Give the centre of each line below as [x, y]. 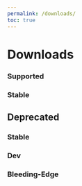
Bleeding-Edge [33, 174]
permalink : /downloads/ [42, 14]
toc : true [22, 20]
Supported [26, 76]
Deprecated [33, 117]
